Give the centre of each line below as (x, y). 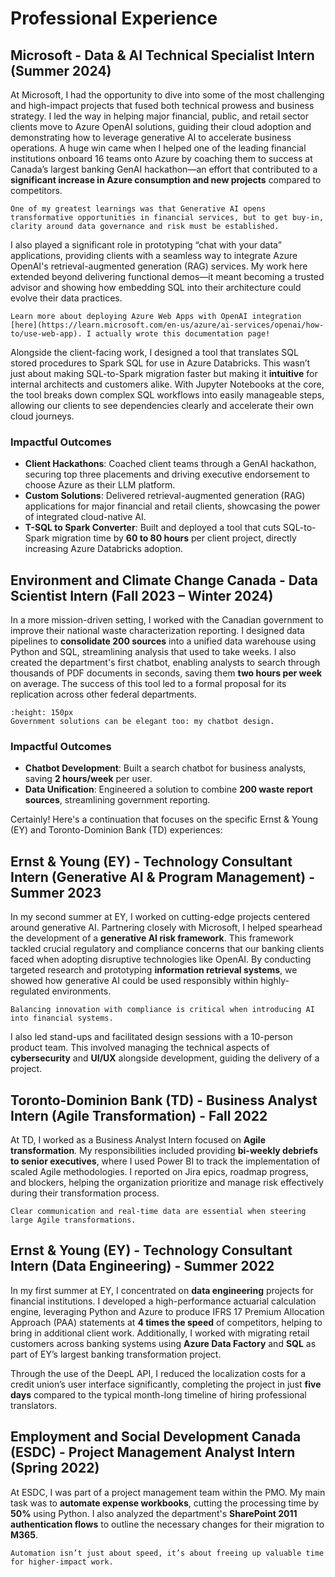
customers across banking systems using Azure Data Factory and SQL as (163, 1343)
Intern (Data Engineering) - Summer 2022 (142, 1266)
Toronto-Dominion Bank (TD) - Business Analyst (164, 1100)
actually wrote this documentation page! (183, 334)
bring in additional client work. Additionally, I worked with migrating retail (160, 1333)
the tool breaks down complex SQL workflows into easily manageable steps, (167, 395)
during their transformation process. (85, 1193)
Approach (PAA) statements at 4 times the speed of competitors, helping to (166, 1322)
